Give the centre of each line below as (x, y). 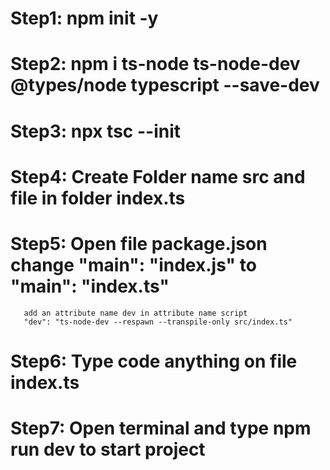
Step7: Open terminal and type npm (161, 428)
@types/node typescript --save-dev (165, 85)
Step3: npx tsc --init (95, 131)
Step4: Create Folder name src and (158, 176)
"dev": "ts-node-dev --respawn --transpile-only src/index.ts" (158, 322)
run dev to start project (108, 449)
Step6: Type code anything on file (154, 361)
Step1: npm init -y (84, 18)
